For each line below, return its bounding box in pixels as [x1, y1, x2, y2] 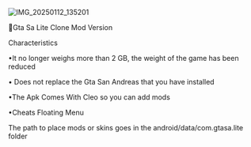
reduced [8, 62, 36, 71]
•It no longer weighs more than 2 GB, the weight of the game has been [8, 54, 239, 62]
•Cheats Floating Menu [8, 107, 85, 117]
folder [8, 131, 28, 141]
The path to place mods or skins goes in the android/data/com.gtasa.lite [8, 123, 244, 132]
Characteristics [8, 38, 58, 47]
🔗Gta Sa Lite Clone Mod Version [8, 23, 113, 32]
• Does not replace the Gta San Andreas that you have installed [8, 77, 215, 86]
